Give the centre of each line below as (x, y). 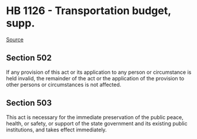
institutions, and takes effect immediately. (56, 130)
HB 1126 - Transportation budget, (89, 11)
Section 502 (29, 58)
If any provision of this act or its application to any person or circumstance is (99, 72)
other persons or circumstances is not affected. (64, 84)
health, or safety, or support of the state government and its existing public (97, 123)
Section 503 (29, 103)
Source (15, 39)
